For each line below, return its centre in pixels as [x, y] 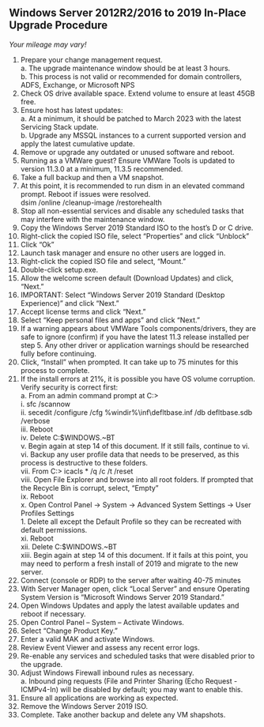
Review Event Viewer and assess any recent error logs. [110, 647]
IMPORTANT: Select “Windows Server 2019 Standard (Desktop [123, 295]
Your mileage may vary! [48, 44]
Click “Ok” [37, 244]
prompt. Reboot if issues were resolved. [85, 194]
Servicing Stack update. [59, 126]
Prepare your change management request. [91, 59]
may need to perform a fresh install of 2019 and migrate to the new [129, 563]
